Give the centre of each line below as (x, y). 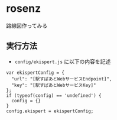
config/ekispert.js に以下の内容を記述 (63, 61)
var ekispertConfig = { (35, 73)
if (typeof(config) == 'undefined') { (54, 95)
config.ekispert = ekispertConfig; (50, 111)
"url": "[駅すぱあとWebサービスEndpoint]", (62, 79)
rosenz (24, 9)
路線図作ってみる (27, 25)
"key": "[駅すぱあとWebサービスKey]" (54, 85)
